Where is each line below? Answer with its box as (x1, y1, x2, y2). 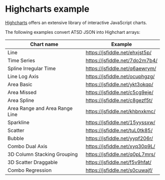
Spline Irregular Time (7, 65, 56, 72)
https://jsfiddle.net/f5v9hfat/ (85, 158, 152, 165)
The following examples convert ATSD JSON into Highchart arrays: (5, 29, 140, 35)
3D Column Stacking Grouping (7, 151, 78, 157)
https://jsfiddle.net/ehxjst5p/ (85, 49, 152, 56)
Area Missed (7, 89, 37, 96)
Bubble (7, 135, 24, 142)
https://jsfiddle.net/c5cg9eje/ (85, 89, 154, 96)
